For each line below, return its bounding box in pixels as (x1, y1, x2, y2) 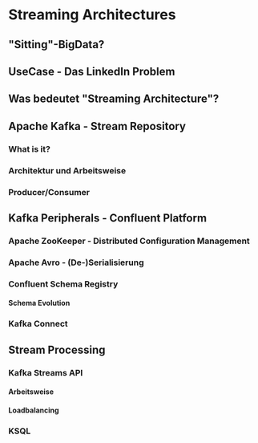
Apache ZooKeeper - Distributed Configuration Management (8, 235, 250, 246)
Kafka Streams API (8, 367, 83, 378)
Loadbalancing (8, 405, 59, 415)
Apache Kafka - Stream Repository (8, 119, 187, 133)
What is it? (8, 143, 50, 154)
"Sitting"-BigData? (8, 38, 105, 51)
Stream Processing (8, 343, 106, 356)
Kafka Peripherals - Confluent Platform (8, 211, 207, 225)
